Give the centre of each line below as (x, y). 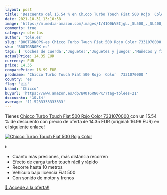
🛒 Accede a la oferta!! (27, 188)
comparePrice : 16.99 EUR (31, 70)
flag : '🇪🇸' (17, 84)
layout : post (19, 10)
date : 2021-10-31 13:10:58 (33, 19)
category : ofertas (24, 33)
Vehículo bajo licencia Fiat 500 (44, 173)
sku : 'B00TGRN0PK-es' (28, 47)
